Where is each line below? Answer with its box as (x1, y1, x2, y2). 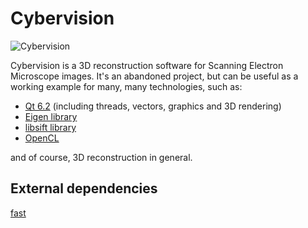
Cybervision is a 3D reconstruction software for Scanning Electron (10, 59, 284, 71)
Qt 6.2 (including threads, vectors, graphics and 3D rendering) (24, 100, 282, 112)
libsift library (24, 121, 77, 133)
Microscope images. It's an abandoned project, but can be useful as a (10, 70, 299, 82)
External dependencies (10, 180, 158, 197)
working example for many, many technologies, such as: (10, 80, 243, 92)
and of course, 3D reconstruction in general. (10, 151, 193, 163)
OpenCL (24, 132, 60, 144)
